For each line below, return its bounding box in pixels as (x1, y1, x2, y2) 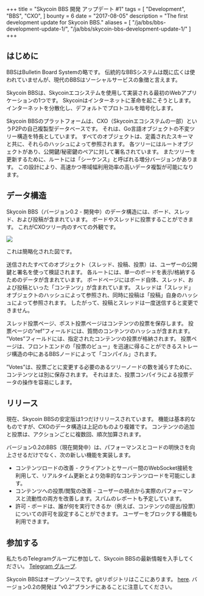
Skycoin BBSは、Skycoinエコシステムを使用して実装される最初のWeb (6, 89, 181, 96)
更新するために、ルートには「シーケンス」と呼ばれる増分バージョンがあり (6, 155, 193, 163)
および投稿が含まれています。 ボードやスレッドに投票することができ (16, 215, 189, 223)
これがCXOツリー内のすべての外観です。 (18, 223, 119, 231)
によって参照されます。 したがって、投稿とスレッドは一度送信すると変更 (11, 299, 194, 306)
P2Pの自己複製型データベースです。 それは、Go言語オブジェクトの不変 (11, 125, 190, 132)
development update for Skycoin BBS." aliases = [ (6, 19, 131, 26)
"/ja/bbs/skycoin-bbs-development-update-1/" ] (70, 25, 191, 32)
